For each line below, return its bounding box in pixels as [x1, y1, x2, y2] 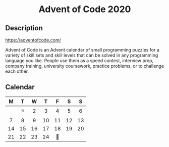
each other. [5, 68, 29, 74]
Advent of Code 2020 [38, 4, 131, 15]
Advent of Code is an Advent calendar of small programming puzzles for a [5, 47, 160, 53]
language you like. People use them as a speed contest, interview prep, [5, 58, 154, 64]
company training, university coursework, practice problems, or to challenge [5, 63, 164, 69]
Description [5, 24, 43, 32]
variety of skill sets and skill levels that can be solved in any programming [5, 52, 158, 58]
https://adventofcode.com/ [5, 37, 62, 43]
